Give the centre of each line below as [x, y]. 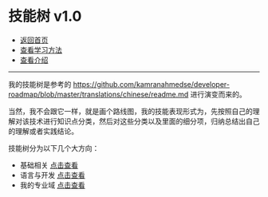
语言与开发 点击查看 [52, 175]
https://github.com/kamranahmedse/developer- [151, 84]
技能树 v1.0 [45, 16]
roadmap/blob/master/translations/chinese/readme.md [99, 94]
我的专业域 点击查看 [52, 185]
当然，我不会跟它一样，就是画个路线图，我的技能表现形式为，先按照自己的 [130, 111]
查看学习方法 [41, 49]
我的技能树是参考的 [40, 84]
